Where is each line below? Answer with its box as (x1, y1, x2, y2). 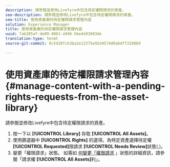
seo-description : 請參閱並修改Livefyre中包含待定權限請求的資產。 (5, 12, 135, 17)
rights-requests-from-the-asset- (5, 91, 150, 102)
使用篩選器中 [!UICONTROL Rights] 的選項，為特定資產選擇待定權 (12, 137, 152, 143)
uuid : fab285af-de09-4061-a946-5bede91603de (5, 31, 102, 36)
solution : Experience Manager (5, 22, 70, 27)
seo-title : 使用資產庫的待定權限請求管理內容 (5, 17, 92, 22)
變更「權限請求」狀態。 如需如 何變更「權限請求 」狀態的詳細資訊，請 (12, 150, 160, 156)
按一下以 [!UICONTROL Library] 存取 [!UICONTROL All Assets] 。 (12, 130, 151, 136)
